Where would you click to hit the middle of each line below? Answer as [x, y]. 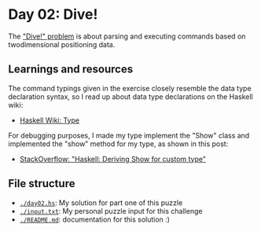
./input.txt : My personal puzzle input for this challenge [111, 211]
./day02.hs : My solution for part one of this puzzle [101, 203]
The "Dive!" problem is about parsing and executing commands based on [127, 36]
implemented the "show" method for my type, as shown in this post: [118, 144]
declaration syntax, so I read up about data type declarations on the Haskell [130, 97]
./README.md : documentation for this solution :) [95, 219]
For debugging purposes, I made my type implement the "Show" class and [129, 135]
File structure [42, 183]
